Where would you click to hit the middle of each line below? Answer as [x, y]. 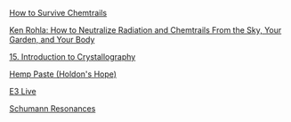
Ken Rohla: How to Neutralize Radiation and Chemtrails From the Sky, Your [145, 30]
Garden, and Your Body [52, 40]
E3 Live [23, 91]
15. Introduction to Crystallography [73, 57]
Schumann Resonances [53, 109]
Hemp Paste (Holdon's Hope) [63, 74]
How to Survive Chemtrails [58, 13]
